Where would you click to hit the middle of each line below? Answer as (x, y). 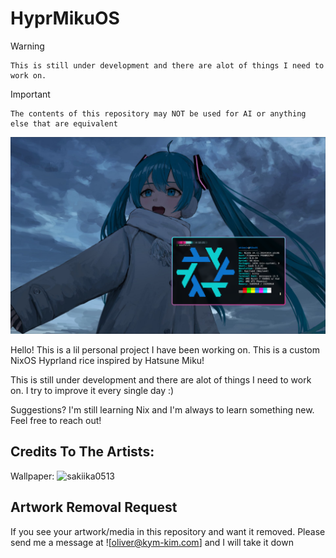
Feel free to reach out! (56, 420)
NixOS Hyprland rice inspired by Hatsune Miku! (107, 360)
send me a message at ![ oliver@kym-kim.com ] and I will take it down (152, 542)
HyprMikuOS (65, 18)
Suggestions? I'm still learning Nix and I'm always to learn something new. (162, 409)
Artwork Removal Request (94, 507)
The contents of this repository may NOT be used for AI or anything (158, 113)
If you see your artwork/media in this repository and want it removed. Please (168, 531)
